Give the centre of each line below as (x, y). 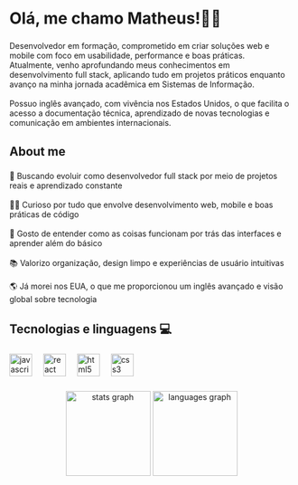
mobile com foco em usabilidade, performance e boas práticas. (127, 56)
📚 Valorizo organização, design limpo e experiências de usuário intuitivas (147, 263)
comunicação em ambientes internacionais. (90, 123)
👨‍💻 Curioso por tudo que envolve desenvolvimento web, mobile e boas (141, 205)
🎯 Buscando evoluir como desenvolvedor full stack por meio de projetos (144, 176)
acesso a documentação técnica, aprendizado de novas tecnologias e (140, 113)
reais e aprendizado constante (66, 185)
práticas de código (44, 214)
